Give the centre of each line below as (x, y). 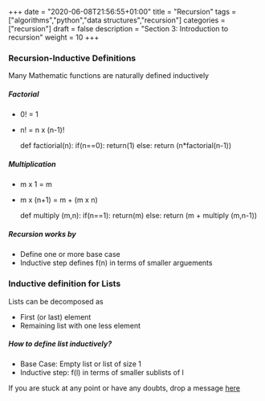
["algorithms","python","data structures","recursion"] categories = (117, 20)
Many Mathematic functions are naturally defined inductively (109, 76)
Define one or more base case (70, 254)
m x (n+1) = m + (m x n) (59, 200)
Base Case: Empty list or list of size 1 (81, 364)
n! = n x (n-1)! (42, 130)
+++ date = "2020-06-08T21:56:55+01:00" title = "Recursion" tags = (122, 12)
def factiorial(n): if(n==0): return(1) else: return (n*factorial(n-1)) (126, 146)
